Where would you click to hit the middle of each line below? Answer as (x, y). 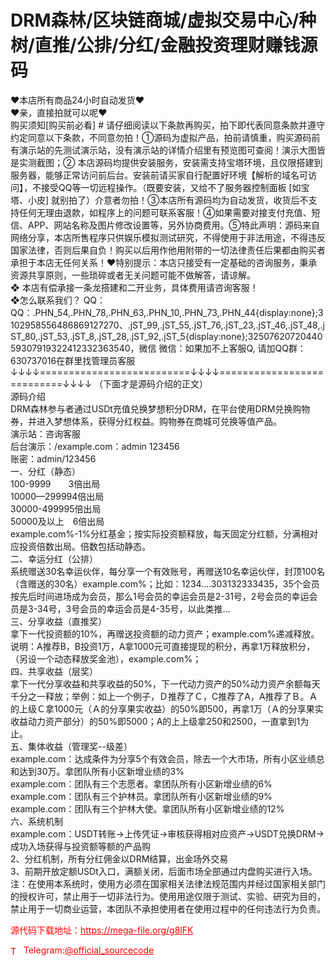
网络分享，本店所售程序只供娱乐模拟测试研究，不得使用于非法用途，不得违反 (168, 237)
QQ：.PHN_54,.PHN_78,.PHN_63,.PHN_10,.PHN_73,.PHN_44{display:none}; (164, 312)
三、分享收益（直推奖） (58, 621)
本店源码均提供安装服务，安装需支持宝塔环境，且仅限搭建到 (200, 162)
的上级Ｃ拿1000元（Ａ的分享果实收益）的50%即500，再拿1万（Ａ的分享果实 (167, 708)
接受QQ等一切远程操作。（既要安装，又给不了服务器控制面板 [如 (171, 187)
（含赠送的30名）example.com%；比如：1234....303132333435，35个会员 (165, 583)
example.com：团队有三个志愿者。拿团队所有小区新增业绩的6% (141, 783)
